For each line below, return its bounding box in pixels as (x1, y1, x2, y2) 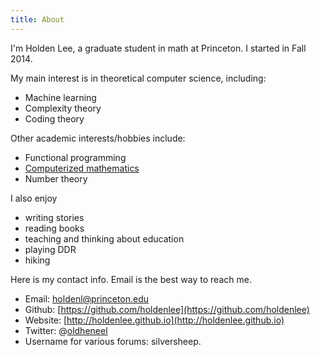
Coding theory (24, 112, 85, 125)
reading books (24, 222, 85, 234)
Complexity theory (24, 102, 102, 114)
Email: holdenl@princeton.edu (24, 292, 150, 305)
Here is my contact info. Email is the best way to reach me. (10, 273, 252, 285)
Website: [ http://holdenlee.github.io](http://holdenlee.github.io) (24, 314, 285, 326)
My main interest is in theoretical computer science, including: (10, 72, 267, 84)
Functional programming (24, 151, 127, 163)
